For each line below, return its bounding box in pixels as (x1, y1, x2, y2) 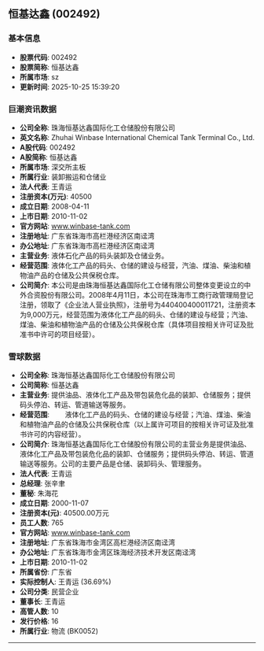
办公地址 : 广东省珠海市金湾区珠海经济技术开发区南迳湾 (19, 548, 196, 557)
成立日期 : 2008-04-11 (19, 202, 90, 211)
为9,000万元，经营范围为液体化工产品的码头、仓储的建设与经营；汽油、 (19, 309, 253, 319)
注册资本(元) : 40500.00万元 (19, 509, 110, 518)
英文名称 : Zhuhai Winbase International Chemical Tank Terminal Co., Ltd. (19, 132, 255, 142)
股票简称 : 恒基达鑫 (19, 62, 79, 72)
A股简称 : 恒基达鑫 (19, 152, 78, 161)
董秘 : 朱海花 (19, 489, 59, 498)
